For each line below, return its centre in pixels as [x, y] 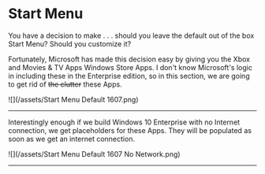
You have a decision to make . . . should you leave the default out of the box [131, 35]
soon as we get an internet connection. [72, 139]
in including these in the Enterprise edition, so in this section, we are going [129, 76]
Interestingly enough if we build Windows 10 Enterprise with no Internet [124, 122]
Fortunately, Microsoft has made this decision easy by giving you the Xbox [129, 59]
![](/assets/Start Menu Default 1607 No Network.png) [94, 154]
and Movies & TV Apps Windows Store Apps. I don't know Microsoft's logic [130, 67]
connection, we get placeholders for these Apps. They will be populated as [130, 130]
